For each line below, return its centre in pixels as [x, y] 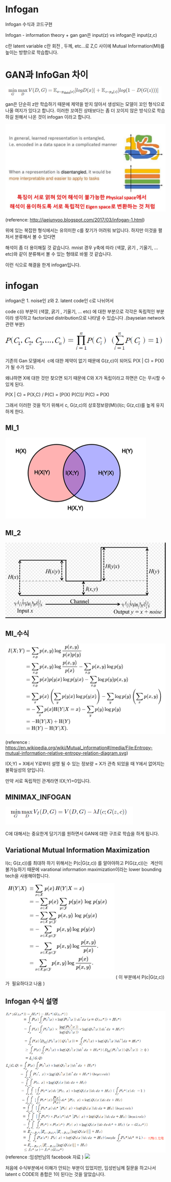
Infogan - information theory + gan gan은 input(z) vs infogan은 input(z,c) [81, 35]
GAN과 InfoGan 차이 [47, 75]
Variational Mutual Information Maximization [78, 850]
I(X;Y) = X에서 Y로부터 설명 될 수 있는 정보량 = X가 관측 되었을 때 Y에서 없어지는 [85, 763]
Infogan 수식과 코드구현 [29, 24]
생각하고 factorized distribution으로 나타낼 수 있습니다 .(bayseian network [90, 317]
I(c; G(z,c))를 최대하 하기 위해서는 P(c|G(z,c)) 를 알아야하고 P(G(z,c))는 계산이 [84, 863]
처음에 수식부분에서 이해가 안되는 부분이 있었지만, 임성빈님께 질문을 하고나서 [81, 1168]
